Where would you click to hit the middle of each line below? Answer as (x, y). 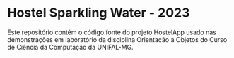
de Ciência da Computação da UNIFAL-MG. (70, 47)
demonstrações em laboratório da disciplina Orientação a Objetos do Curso (117, 39)
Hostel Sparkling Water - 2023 (99, 13)
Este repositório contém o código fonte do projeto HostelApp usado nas (112, 32)
